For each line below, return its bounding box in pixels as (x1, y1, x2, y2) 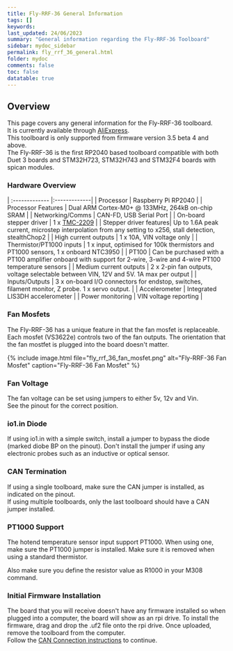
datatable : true (7, 74, 54, 82)
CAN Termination (7, 467, 67, 477)
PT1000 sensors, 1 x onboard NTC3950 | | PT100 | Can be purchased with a (7, 248, 225, 256)
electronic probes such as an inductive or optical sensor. (7, 450, 170, 458)
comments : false (7, 62, 54, 69)
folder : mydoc (7, 56, 49, 63)
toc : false (7, 68, 39, 75)
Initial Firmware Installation (7, 591, 101, 600)
